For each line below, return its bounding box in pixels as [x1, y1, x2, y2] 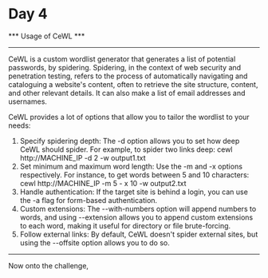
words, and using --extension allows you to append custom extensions [19, 212, 254, 222]
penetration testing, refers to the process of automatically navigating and [8, 71, 248, 81]
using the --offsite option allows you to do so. [19, 237, 170, 248]
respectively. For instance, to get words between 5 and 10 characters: [19, 169, 250, 180]
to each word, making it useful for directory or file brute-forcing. [19, 220, 231, 230]
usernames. [8, 97, 48, 106]
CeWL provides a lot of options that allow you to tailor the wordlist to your [8, 112, 250, 121]
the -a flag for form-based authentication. [19, 195, 158, 205]
